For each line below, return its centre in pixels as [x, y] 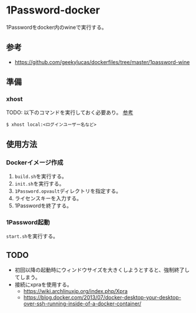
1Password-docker [53, 10]
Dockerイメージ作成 [35, 162]
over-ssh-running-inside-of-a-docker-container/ [82, 304]
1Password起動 [28, 223]
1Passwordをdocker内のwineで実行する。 [57, 27]
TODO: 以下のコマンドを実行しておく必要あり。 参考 [70, 113]
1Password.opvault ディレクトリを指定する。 [68, 191]
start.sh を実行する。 [32, 236]
